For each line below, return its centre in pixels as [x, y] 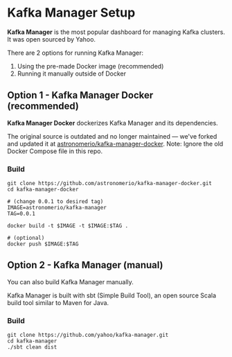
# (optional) [26, 238]
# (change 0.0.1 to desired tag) [55, 202]
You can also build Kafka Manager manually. [70, 281]
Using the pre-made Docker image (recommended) [90, 66]
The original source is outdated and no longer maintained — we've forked [112, 136]
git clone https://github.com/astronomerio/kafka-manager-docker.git [110, 184]
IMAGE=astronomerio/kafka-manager [57, 208]
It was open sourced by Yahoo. [51, 39]
